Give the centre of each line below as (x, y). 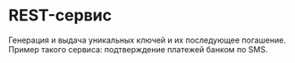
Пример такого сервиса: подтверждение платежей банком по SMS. (138, 49)
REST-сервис (60, 16)
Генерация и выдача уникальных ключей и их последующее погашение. (147, 40)
